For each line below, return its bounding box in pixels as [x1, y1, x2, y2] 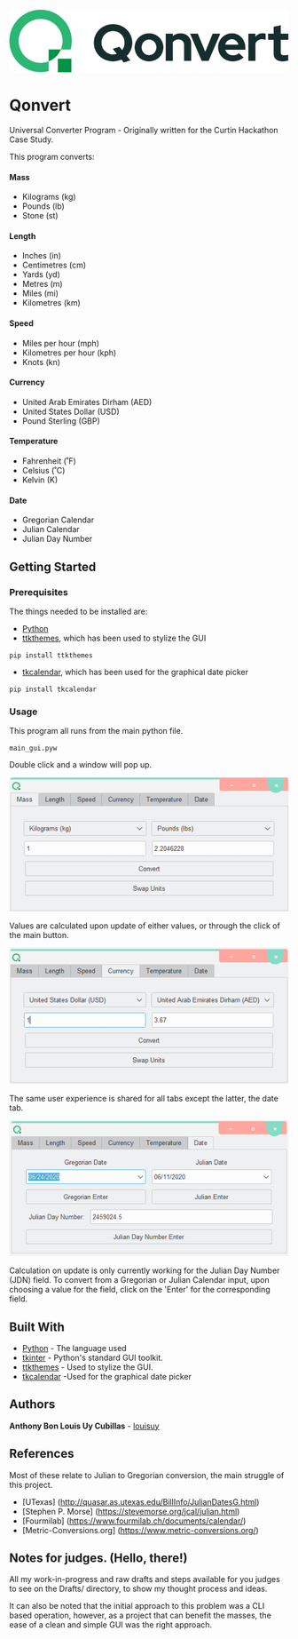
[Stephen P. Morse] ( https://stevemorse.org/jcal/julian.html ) [21, 1506, 240, 1516]
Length [9, 230, 36, 241]
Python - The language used [21, 1342, 127, 1353]
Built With [9, 1319, 65, 1334]
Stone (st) [21, 211, 59, 221]
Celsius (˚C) [21, 465, 66, 475]
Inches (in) [21, 251, 62, 261]
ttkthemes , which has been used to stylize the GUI [21, 633, 207, 643]
